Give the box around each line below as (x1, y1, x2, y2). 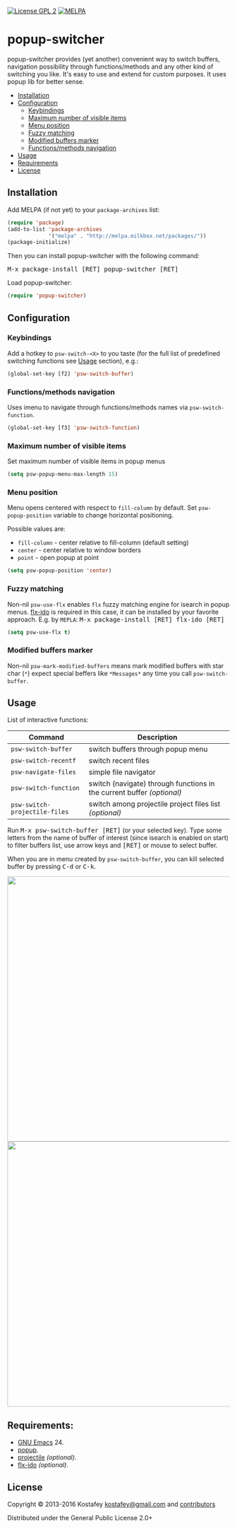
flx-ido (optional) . (17, 1461, 69, 1469)
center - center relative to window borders (17, 546, 141, 554)
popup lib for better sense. (7, 77, 85, 86)
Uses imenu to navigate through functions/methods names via (7, 403, 188, 412)
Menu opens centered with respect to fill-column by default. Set (7, 503, 197, 512)
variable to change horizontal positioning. (53, 511, 174, 520)
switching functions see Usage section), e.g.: (7, 356, 139, 365)
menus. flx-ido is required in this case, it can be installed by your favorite (7, 607, 219, 616)
